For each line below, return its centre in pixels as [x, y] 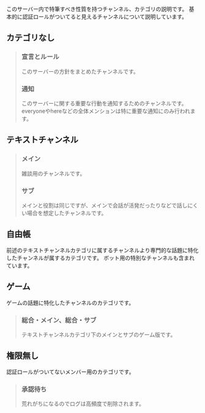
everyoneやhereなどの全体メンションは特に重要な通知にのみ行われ [106, 111]
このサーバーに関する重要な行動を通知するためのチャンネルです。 [104, 103]
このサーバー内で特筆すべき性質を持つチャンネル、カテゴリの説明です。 [97, 9]
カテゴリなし [31, 38]
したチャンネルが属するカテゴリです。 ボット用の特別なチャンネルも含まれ [100, 258]
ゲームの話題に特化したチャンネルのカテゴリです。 [70, 303]
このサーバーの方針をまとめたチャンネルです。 [80, 71]
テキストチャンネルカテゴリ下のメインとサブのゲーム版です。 [99, 334]
